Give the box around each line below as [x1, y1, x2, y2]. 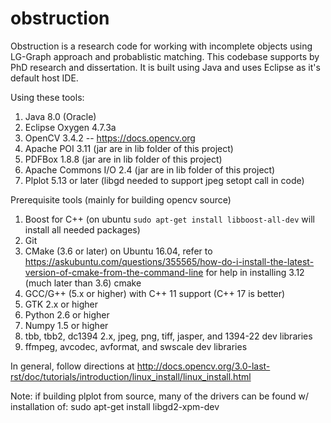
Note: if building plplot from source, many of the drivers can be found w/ [10, 390, 310, 402]
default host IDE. [10, 72, 79, 84]
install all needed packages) [24, 223, 141, 236]
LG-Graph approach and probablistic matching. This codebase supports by [10, 50, 320, 62]
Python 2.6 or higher [24, 308, 110, 321]
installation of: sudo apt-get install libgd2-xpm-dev [10, 400, 220, 412]
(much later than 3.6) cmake [24, 277, 142, 289]
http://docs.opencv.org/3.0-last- [136, 360, 271, 372]
